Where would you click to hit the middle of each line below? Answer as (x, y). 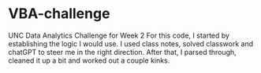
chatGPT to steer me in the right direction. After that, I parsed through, (122, 52)
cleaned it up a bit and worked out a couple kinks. (89, 60)
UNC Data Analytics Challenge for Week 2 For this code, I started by (119, 35)
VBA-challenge (59, 14)
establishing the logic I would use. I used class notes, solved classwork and (131, 43)
